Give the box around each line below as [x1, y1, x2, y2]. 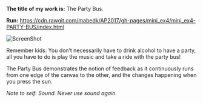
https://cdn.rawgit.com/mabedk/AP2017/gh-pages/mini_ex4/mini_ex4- [19, 17, 196, 24]
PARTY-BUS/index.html [6, 24, 65, 30]
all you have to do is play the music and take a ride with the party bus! [6, 53, 181, 60]
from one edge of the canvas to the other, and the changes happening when [6, 71, 197, 78]
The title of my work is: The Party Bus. [6, 5, 104, 12]
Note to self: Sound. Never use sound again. [6, 90, 117, 96]
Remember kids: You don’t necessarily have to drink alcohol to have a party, [6, 47, 196, 54]
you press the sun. [6, 78, 53, 85]
